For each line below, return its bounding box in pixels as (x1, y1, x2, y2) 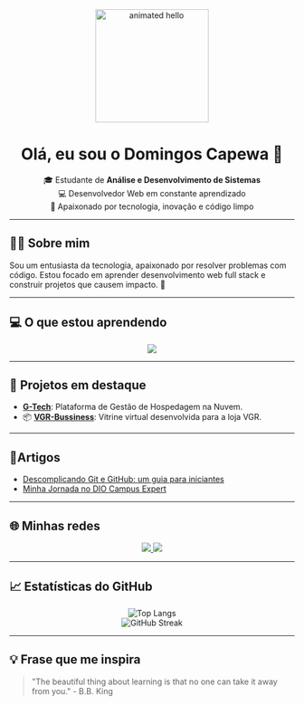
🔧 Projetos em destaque (9, 377, 147, 393)
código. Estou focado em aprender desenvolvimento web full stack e (9, 269, 266, 280)
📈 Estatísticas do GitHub (9, 579, 153, 595)
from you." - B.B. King (31, 685, 113, 696)
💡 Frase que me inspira (9, 652, 141, 668)
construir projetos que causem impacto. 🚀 (9, 279, 166, 290)
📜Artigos (9, 450, 61, 465)
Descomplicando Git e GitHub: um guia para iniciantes (22, 474, 224, 485)
